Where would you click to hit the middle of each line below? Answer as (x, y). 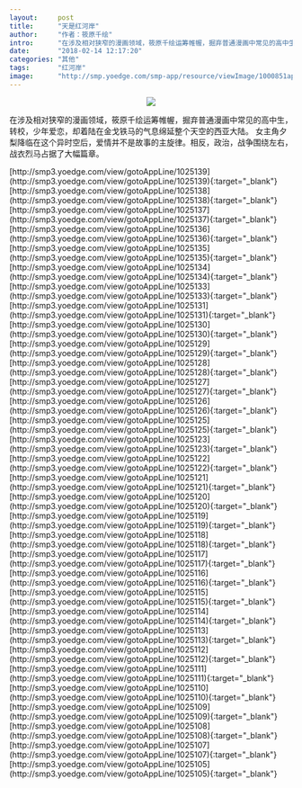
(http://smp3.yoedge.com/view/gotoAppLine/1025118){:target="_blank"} (142, 544)
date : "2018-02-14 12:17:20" (76, 51)
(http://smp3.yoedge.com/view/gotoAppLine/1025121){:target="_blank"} (142, 487)
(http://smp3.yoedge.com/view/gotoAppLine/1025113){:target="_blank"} (142, 640)
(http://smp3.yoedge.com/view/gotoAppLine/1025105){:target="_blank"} (143, 774)
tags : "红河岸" (48, 68)
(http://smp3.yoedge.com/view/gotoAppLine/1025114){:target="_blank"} (143, 621)
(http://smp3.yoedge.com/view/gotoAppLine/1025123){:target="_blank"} (143, 448)
